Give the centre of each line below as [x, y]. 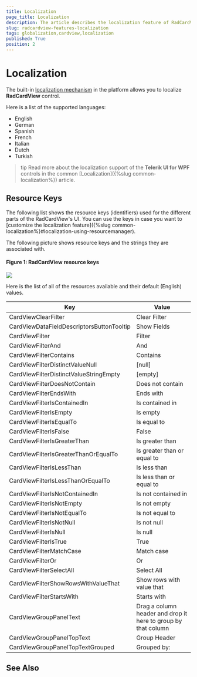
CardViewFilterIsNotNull [42, 522]
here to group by [159, 621]
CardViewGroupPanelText [45, 617]
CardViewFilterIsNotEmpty [45, 503]
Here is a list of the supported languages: [56, 107]
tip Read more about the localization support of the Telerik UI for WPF [105, 167]
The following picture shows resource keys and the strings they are [87, 242]
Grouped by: [154, 647]
